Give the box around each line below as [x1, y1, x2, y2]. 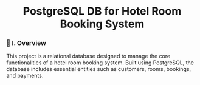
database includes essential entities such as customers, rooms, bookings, [6, 66, 191, 73]
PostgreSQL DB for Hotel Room [22, 4, 182, 18]
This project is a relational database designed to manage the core [6, 53, 171, 60]
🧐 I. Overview [6, 39, 47, 47]
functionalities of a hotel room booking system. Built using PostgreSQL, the [6, 59, 195, 66]
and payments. [6, 72, 44, 80]
